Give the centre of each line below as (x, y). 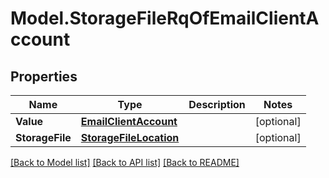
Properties (44, 76)
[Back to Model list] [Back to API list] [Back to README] (125, 162)
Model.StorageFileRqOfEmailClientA (165, 18)
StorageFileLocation (130, 137)
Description (217, 104)
